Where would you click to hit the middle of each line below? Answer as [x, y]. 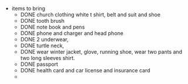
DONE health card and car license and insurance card [85, 70]
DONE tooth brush [42, 21]
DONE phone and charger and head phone [72, 33]
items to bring [28, 8]
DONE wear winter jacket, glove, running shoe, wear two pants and [101, 52]
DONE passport [39, 64]
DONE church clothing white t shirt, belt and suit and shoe [90, 15]
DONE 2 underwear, [45, 39]
